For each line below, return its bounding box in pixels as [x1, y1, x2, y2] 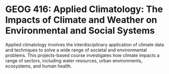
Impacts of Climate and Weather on [5, 14, 157, 26]
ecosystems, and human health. [5, 63, 72, 69]
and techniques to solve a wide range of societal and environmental [5, 47, 147, 53]
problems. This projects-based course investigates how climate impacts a [5, 52, 160, 58]
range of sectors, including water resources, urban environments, [5, 57, 143, 63]
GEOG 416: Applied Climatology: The [5, 4, 163, 15]
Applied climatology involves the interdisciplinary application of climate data [5, 41, 164, 47]
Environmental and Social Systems [5, 25, 155, 36]
